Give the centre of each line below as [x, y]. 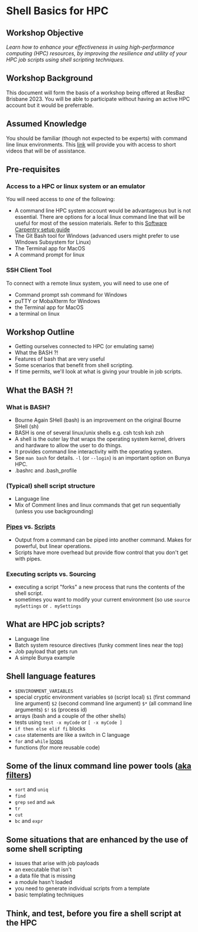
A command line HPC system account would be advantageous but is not [103, 211]
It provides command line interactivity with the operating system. [94, 451]
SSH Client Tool [29, 270]
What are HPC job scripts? [56, 624]
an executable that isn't [43, 870]
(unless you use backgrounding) [54, 511]
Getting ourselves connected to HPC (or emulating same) [85, 346]
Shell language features [51, 677]
